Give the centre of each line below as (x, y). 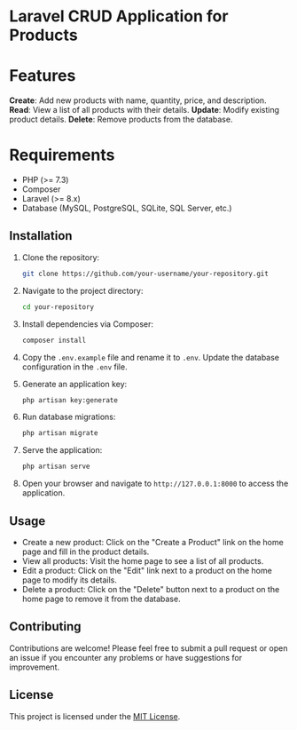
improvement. (35, 667)
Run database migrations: (69, 417)
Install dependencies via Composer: (87, 324)
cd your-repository (58, 307)
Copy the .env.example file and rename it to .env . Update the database (151, 357)
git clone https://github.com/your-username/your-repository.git (145, 274)
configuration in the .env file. (74, 367)
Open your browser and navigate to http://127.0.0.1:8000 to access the (155, 484)
